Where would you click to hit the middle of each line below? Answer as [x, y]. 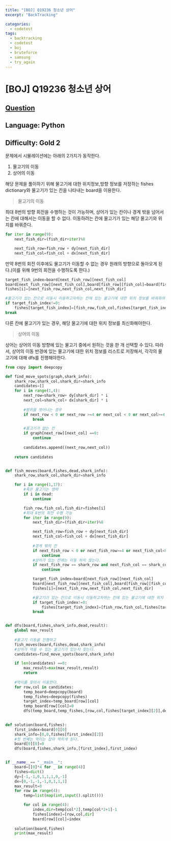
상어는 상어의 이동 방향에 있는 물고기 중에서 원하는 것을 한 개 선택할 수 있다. [80, 345]
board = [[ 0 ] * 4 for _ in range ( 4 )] [50, 767]
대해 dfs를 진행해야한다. [42, 357]
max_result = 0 [28, 786]
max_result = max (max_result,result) [61, 668]
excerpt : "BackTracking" [32, 15]
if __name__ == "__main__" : [34, 762]
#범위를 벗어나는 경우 [43, 410]
